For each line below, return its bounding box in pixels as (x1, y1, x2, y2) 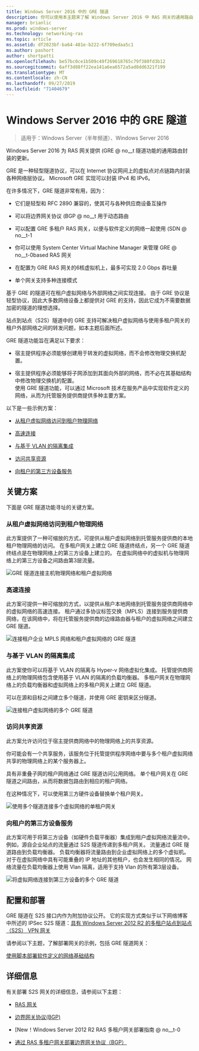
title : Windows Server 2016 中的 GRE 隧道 (6, 8, 109, 15)
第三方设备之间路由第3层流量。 (21, 556, 98, 564)
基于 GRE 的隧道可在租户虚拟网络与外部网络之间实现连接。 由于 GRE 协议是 (6, 289, 190, 296)
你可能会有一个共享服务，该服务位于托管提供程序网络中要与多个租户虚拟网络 (6, 750, 193, 757)
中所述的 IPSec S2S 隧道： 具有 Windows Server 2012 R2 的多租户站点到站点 (6, 919, 192, 926)
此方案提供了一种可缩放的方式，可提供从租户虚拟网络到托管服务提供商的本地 (6, 534, 193, 542)
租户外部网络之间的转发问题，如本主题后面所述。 (6, 324, 126, 331)
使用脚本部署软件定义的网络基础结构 (6, 952, 95, 959)
